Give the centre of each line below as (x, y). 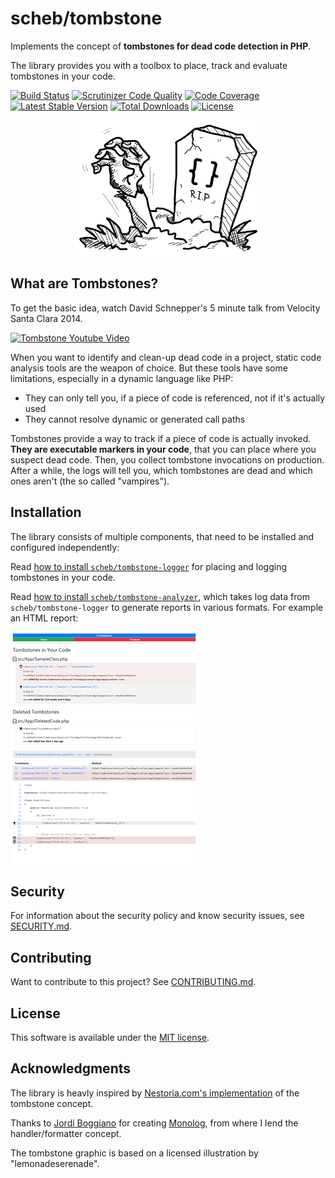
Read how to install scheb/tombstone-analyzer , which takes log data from (160, 596)
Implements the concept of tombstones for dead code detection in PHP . (161, 46)
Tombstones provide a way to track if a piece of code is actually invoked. (161, 438)
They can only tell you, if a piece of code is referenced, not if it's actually (175, 398)
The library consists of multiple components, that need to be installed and (162, 536)
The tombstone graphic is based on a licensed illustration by (134, 1153)
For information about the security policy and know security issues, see (157, 916)
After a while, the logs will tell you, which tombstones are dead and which (161, 470)
